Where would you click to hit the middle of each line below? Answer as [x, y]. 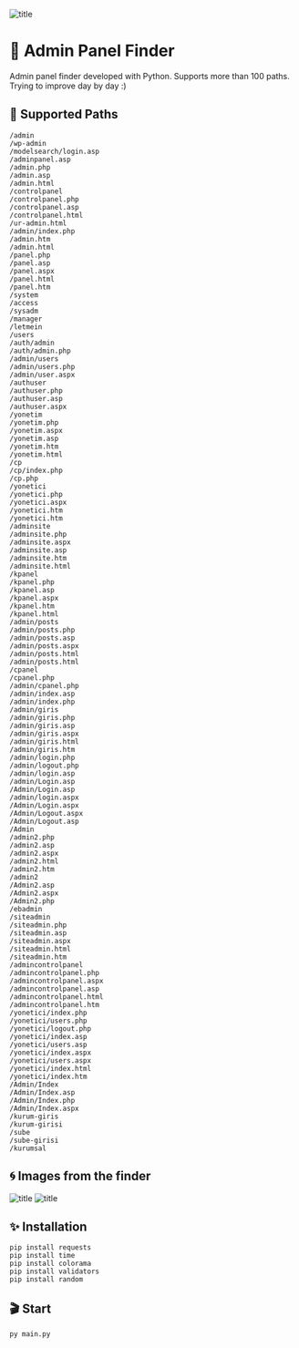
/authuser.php [36, 391]
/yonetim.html [36, 454]
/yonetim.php [34, 422]
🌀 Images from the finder [80, 1176]
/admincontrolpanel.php [55, 972]
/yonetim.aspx [36, 430]
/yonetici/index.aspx [51, 1053]
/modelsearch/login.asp [55, 151]
